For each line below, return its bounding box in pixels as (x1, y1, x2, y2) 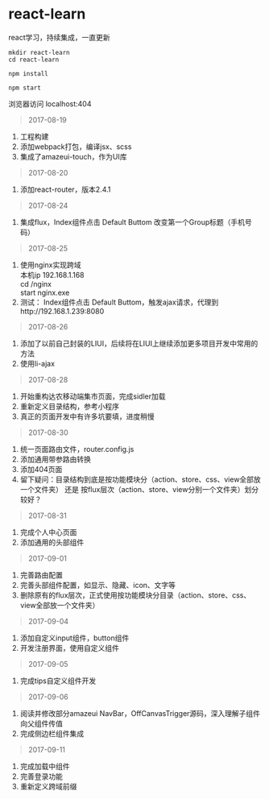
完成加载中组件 (19, 761, 70, 771)
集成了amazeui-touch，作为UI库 (19, 151, 127, 161)
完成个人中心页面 (19, 527, 77, 536)
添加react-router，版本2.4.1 (19, 184, 111, 194)
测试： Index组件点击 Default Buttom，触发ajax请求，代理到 (19, 297, 219, 307)
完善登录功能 (19, 771, 63, 781)
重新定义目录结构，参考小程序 (19, 401, 119, 411)
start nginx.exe (19, 288, 70, 297)
